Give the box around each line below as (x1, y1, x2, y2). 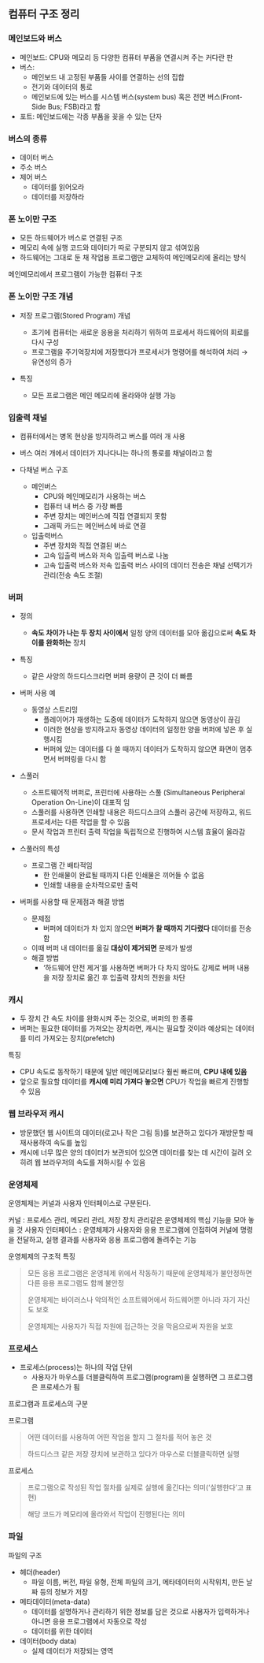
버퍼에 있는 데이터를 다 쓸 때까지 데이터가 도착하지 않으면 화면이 (42, 744, 238, 754)
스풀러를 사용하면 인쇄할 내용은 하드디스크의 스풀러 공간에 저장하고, (31, 807, 237, 817)
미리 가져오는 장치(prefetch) (27, 1033, 115, 1043)
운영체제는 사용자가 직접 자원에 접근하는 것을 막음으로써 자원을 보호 (27, 1322, 233, 1331)
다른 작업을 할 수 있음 (64, 817, 130, 827)
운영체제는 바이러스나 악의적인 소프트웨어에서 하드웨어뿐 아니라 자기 (27, 1295, 236, 1304)
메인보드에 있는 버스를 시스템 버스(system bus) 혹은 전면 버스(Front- (31, 91, 243, 101)
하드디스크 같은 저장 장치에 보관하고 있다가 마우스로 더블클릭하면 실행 (27, 1449, 240, 1459)
